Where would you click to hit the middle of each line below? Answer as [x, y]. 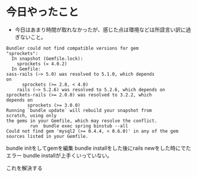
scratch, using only [32, 115]
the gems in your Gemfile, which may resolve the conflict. [82, 121]
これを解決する [24, 168]
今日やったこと [43, 12]
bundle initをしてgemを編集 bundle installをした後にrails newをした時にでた [98, 148]
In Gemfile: [26, 69]
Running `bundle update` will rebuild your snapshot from [79, 110]
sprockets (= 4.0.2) [42, 64]
